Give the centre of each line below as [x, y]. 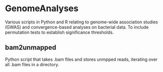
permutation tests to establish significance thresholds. [59, 32]
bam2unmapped [31, 47]
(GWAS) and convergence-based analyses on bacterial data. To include [77, 27]
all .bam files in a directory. [32, 64]
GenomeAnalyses [42, 9]
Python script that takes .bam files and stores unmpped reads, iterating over [81, 59]
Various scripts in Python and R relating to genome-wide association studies [81, 22]
